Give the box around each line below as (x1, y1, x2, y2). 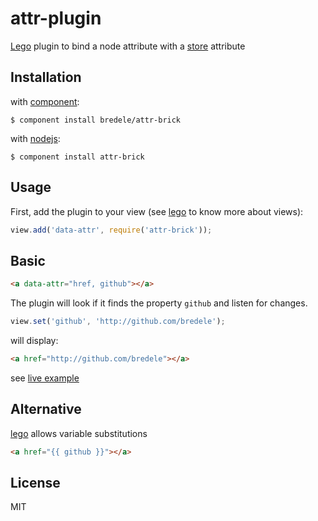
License (10, 474, 61, 491)
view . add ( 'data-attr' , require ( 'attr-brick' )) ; (10, 225, 213, 235)
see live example (10, 372, 80, 384)
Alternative (10, 401, 82, 418)
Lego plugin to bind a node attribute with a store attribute (10, 40, 246, 52)
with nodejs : (10, 132, 61, 144)
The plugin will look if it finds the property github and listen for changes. (10, 297, 308, 309)
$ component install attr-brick (10, 152, 145, 162)
